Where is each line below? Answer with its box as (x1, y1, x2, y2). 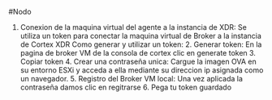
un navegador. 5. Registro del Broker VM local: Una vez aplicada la (19, 74, 244, 83)
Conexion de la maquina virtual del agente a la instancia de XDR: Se (19, 23, 248, 31)
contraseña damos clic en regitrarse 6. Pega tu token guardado (19, 82, 232, 92)
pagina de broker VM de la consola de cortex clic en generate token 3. (19, 48, 256, 57)
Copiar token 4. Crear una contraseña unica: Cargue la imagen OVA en (19, 56, 257, 66)
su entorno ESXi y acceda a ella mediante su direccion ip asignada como (19, 65, 264, 75)
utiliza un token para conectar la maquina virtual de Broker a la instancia (19, 31, 262, 40)
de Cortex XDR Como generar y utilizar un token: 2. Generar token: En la (19, 40, 262, 49)
